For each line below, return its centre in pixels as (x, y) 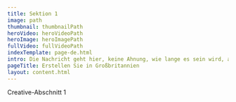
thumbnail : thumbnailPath (45, 27)
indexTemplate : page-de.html (50, 53)
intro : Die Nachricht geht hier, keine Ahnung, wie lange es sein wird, (116, 59)
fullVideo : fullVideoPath (45, 46)
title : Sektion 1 (33, 14)
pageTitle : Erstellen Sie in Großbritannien (73, 66)
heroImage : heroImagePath (45, 40)
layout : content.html (39, 72)
